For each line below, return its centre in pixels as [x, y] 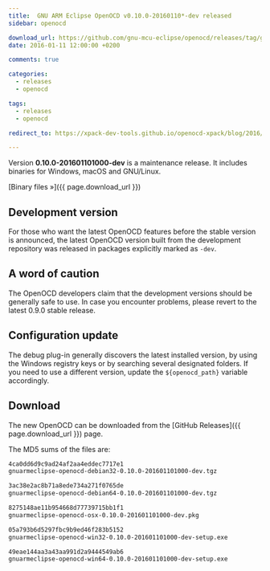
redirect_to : [30, 133]
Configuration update [63, 335]
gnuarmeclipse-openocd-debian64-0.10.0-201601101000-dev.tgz [113, 494]
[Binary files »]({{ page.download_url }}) [75, 187]
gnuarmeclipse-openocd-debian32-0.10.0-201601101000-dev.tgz [113, 471]
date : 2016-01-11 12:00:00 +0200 [64, 45]
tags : [17, 104]
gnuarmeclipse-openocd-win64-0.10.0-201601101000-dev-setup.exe [118, 559]
